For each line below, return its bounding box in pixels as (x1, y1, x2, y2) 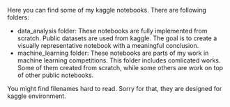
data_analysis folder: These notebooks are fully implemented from (17, 27, 208, 35)
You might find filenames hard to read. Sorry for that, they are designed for (7, 85, 222, 92)
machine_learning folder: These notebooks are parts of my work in (17, 49, 209, 57)
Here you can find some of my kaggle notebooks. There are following (7, 6, 207, 14)
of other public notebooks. (17, 71, 94, 79)
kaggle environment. (7, 92, 66, 100)
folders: (7, 13, 29, 22)
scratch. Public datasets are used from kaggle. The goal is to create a (17, 34, 217, 42)
